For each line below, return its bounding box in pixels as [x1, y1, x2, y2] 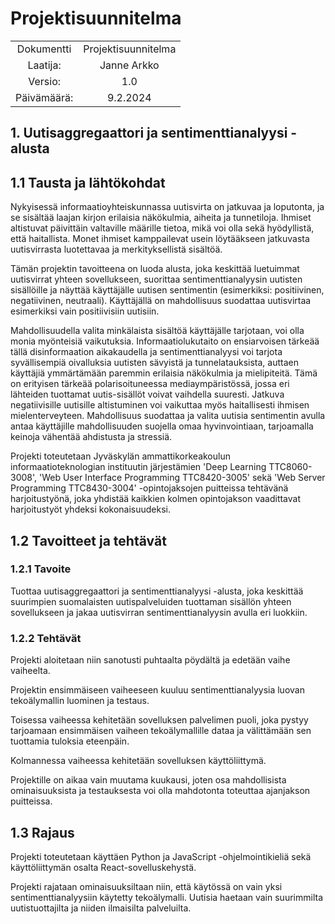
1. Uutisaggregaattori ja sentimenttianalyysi [10, 125, 288, 142]
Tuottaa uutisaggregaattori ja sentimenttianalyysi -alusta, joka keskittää [10, 585, 304, 597]
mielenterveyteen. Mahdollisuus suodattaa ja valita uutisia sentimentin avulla [10, 410, 326, 422]
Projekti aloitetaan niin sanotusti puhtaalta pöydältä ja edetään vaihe [10, 654, 291, 666]
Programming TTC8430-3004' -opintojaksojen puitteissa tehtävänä [10, 482, 289, 494]
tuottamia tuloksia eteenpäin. [10, 735, 130, 747]
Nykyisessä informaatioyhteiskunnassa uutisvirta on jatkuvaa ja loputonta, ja [10, 201, 325, 213]
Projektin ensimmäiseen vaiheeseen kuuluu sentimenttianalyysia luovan [10, 684, 305, 696]
